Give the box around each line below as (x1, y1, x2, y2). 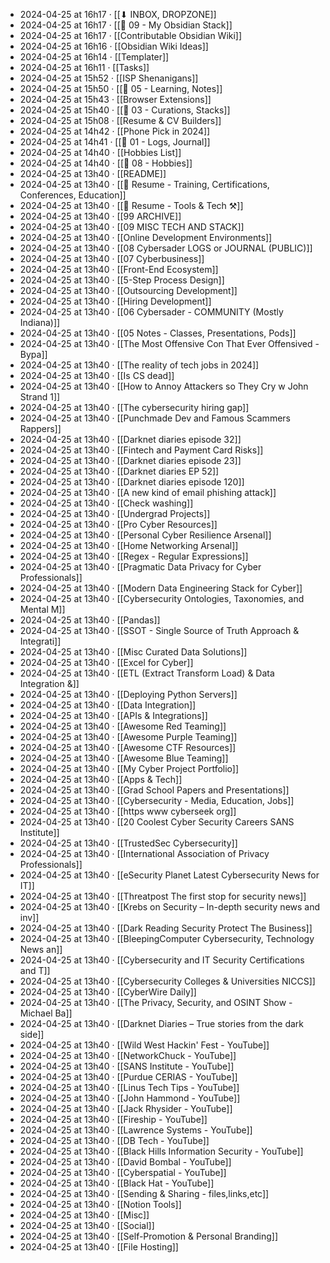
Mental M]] (19, 604, 66, 615)
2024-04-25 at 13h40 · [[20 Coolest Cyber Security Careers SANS (19, 816, 295, 828)
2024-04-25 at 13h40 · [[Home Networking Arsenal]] (19, 540, 239, 551)
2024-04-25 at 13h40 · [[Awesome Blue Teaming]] (19, 752, 229, 764)
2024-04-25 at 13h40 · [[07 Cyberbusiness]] (19, 253, 205, 264)
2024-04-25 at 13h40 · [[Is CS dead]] (19, 370, 175, 381)
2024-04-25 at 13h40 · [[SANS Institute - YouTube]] (19, 1060, 235, 1072)
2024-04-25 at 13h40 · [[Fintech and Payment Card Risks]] (19, 444, 264, 456)
